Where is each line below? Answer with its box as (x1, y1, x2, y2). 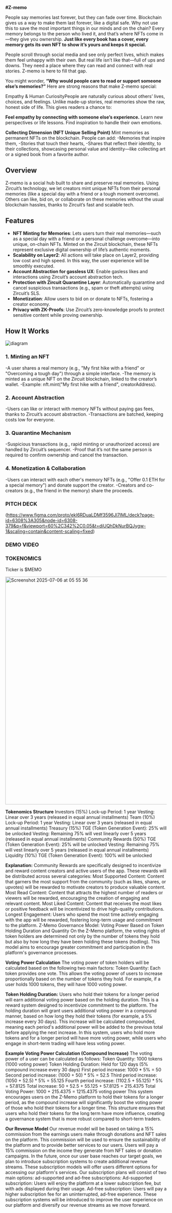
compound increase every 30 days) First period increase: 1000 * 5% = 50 (5, 1067, 161, 1073)
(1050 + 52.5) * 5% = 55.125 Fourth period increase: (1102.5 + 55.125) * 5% (5, 1077, 163, 1084)
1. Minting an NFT (5, 353, 50, 360)
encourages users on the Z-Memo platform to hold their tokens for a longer (5, 1094, 164, 1100)
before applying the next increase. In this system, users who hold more (5, 1029, 155, 1036)
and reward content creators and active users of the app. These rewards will (5, 868, 166, 874)
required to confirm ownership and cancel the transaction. (5, 452, 128, 458)
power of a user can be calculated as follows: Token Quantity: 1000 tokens (5, 1056, 163, 1062)
